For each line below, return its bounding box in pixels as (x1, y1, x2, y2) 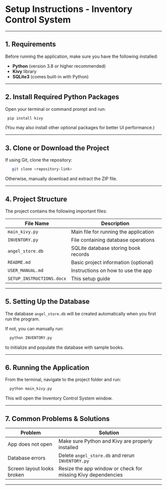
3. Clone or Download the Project (5, 144, 109, 152)
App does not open (7, 441, 53, 448)
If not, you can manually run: (5, 325, 64, 331)
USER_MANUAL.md (7, 267, 44, 273)
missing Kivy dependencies (58, 472, 123, 479)
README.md (7, 259, 31, 265)
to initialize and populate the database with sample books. (5, 344, 124, 350)
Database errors (7, 455, 46, 462)
